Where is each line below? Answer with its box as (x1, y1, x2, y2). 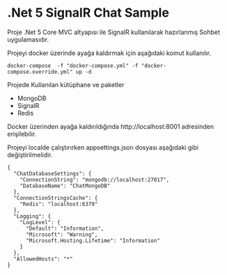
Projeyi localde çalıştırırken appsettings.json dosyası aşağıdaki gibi (7, 143, 198, 151)
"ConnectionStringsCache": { (13, 194, 98, 201)
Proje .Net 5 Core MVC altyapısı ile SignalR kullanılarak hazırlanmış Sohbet (7, 28, 221, 36)
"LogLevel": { (19, 219, 61, 226)
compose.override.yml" (7, 68, 73, 75)
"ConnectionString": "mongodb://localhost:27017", (19, 176, 170, 183)
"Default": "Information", (25, 225, 104, 232)
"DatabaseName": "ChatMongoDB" (19, 182, 111, 189)
